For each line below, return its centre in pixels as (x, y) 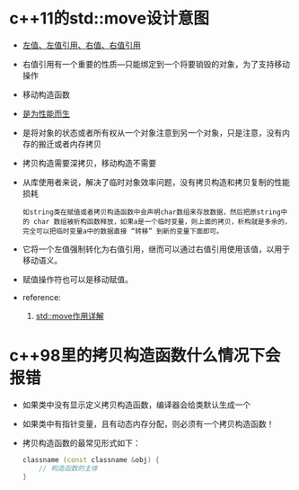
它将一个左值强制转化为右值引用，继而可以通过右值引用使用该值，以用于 (156, 249)
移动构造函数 (46, 94)
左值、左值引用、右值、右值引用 (81, 45)
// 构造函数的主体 (69, 468)
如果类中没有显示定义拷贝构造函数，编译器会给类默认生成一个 (136, 405)
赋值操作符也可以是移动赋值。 (77, 279)
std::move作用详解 (70, 316)
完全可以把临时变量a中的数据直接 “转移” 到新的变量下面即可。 (123, 231)
